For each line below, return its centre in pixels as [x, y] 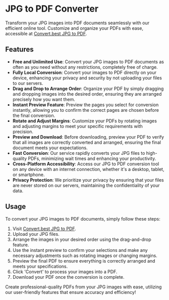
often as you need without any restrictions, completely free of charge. [85, 67]
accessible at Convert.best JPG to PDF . [46, 33]
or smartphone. [29, 175]
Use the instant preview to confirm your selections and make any [80, 250]
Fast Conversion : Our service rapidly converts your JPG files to [79, 153]
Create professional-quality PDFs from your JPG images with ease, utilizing [83, 287]
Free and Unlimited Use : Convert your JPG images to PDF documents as [88, 62]
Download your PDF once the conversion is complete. [68, 277]
